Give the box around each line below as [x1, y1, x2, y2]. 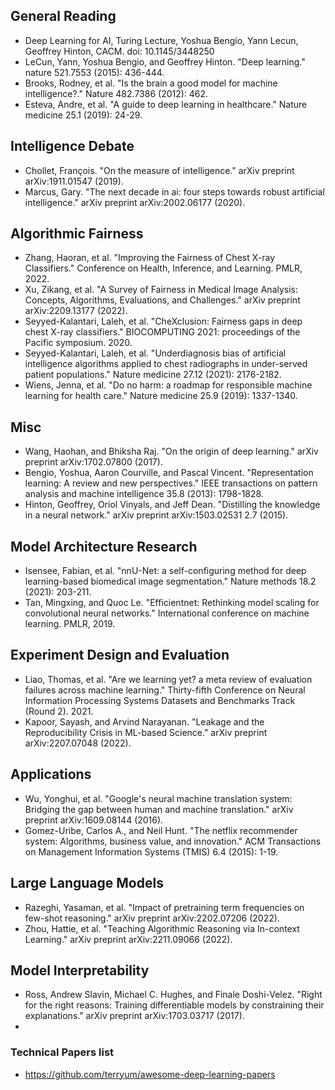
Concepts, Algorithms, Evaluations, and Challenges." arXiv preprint [24, 294, 301, 306]
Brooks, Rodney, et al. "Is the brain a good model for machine [24, 77, 278, 89]
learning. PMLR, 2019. [24, 618, 116, 630]
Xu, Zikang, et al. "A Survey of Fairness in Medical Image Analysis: [24, 284, 299, 296]
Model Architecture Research [10, 538, 198, 555]
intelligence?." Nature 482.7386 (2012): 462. [24, 87, 209, 99]
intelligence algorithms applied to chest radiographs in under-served [24, 358, 308, 370]
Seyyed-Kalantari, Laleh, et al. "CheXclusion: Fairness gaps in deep [24, 315, 303, 328]
